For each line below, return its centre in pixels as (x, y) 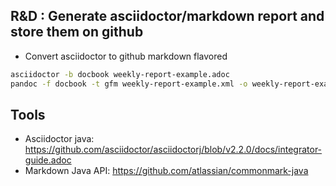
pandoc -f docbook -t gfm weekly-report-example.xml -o (129, 84)
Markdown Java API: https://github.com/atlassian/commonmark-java (166, 171)
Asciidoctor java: (59, 139)
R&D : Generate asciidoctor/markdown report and (167, 16)
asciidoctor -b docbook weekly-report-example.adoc (120, 74)
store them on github (77, 32)
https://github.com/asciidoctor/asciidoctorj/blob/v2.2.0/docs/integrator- (173, 150)
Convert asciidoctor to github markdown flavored (126, 56)
